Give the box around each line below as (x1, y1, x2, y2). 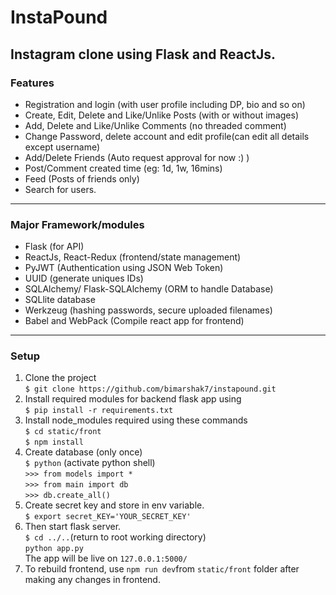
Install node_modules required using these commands (24, 414, 248, 426)
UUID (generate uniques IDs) (24, 272, 144, 285)
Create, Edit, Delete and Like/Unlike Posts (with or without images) (24, 109, 299, 121)
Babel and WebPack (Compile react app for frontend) (24, 315, 245, 327)
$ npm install (24, 437, 84, 448)
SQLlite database (24, 294, 96, 306)
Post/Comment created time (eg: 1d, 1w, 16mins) (24, 162, 223, 174)
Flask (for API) (24, 241, 85, 253)
